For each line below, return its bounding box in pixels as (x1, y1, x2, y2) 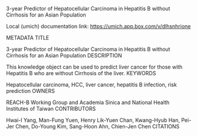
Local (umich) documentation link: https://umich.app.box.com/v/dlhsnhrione (6, 23, 191, 30)
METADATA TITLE (6, 34, 50, 41)
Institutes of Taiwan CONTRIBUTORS (6, 105, 96, 112)
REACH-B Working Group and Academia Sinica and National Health (6, 99, 170, 106)
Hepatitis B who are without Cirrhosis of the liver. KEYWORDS (6, 70, 156, 76)
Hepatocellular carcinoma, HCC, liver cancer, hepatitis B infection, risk (6, 81, 177, 88)
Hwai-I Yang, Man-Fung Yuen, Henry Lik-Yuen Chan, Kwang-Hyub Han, (6, 116, 180, 124)
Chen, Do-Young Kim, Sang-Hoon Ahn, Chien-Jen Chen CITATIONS (15, 123, 180, 129)
